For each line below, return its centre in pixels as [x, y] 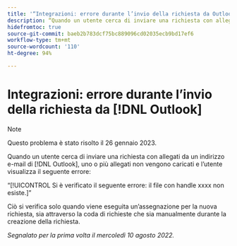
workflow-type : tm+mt [39, 40]
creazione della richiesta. [44, 221]
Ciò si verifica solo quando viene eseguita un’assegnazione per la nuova [112, 206]
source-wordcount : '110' [44, 47]
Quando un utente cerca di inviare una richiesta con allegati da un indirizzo [116, 156]
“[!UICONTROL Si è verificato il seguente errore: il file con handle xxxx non [116, 185]
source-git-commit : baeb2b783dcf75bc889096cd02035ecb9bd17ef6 [101, 34]
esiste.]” [19, 192]
